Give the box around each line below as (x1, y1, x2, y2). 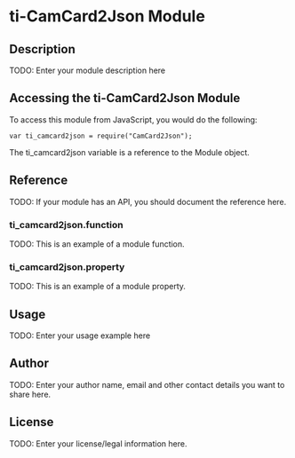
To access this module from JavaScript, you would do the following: (9, 114, 258, 125)
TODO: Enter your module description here (9, 65, 166, 75)
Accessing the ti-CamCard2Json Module (9, 91, 241, 106)
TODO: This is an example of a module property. (9, 281, 187, 292)
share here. (9, 389, 52, 399)
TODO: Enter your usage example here (9, 330, 151, 341)
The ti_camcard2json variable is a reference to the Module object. (9, 146, 251, 157)
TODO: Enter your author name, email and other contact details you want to (9, 379, 285, 390)
